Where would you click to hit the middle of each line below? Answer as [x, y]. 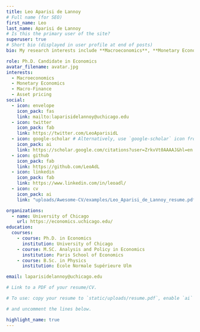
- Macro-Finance [32, 89]
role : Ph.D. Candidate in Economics [51, 61]
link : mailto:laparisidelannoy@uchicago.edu [73, 117]
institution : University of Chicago [67, 244]
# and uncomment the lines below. [49, 309]
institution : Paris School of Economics [73, 255]
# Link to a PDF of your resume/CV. [51, 288]
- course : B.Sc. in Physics [51, 260]
